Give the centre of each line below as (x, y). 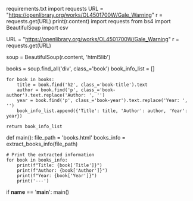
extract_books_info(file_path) (42, 144)
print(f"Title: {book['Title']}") (60, 165)
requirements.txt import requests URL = (55, 9)
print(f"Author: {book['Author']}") (63, 171)
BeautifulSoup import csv (37, 27)
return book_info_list (34, 126)
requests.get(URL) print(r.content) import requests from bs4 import (88, 21)
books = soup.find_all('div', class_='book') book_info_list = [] (80, 69)
